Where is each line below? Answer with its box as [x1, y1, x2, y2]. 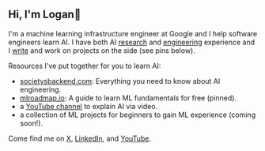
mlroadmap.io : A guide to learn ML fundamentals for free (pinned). [19, 92, 237, 103]
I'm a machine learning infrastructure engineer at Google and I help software [8, 28, 258, 38]
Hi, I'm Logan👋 [8, 8, 81, 21]
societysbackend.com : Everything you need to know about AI [19, 76, 221, 85]
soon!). [19, 118, 44, 127]
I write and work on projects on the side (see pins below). [8, 45, 195, 55]
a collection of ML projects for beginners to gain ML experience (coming [19, 110, 256, 119]
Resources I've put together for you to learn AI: [8, 61, 161, 70]
